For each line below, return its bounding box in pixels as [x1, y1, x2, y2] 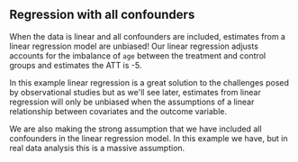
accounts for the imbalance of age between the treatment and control [9, 49, 266, 61]
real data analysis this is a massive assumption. [9, 142, 185, 153]
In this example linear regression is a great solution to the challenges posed [9, 76, 290, 88]
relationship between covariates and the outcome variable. [9, 105, 228, 116]
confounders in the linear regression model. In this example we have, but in [9, 132, 288, 143]
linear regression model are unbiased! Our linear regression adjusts [9, 40, 259, 51]
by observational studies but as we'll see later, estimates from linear [9, 86, 261, 97]
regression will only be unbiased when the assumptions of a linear [9, 96, 255, 107]
